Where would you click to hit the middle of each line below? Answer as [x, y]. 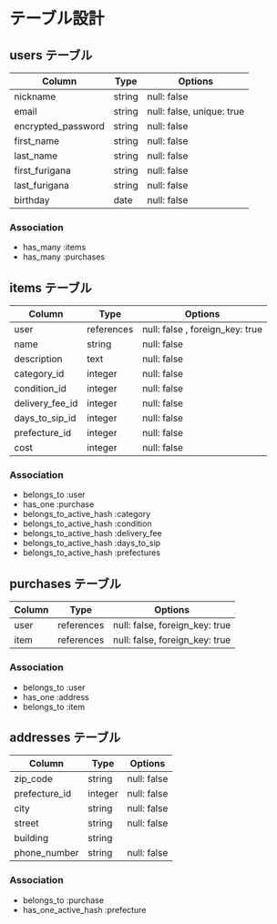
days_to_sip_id [45, 418]
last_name [36, 156]
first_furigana [42, 171]
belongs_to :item [54, 706]
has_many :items [54, 248]
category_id [39, 374]
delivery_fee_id [46, 403]
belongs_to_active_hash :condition [87, 523]
